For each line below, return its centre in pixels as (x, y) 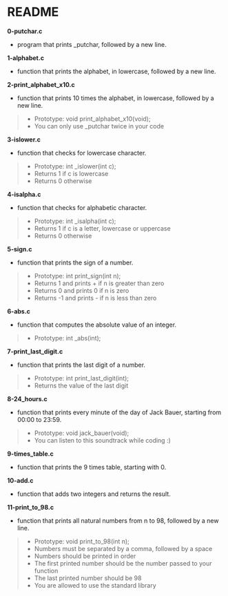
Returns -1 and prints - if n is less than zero (95, 298)
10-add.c (20, 480)
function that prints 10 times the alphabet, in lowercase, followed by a (116, 98)
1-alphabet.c (26, 58)
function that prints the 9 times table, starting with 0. (92, 467)
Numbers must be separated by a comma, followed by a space (123, 548)
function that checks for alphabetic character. (82, 207)
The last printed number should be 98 (88, 578)
